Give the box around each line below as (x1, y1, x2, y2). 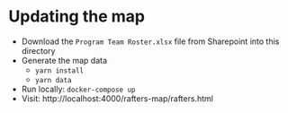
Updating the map (8, 6, 146, 27)
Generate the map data (21, 55, 108, 65)
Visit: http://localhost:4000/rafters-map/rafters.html (21, 92, 213, 104)
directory (21, 45, 56, 56)
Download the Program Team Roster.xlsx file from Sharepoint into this (21, 36, 280, 47)
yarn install (34, 65, 85, 75)
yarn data (34, 75, 73, 84)
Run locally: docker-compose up (21, 83, 136, 94)
